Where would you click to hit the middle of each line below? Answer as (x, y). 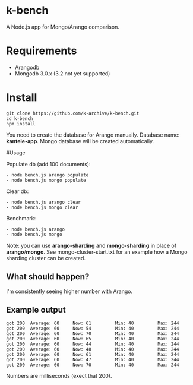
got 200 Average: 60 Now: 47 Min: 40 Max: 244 (93, 360)
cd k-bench (20, 119)
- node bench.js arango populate (48, 175)
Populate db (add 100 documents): (48, 164)
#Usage (16, 153)
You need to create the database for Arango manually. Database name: (93, 135)
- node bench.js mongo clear (42, 207)
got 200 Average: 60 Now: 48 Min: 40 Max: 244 (93, 349)
